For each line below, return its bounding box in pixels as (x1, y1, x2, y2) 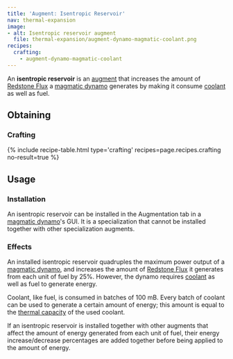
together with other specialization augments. (7, 225, 135, 233)
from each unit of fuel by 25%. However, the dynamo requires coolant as (7, 272, 215, 281)
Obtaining (7, 109, 51, 122)
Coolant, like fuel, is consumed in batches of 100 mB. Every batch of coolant (7, 293, 225, 302)
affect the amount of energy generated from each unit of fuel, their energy (7, 329, 220, 337)
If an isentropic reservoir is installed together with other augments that (7, 322, 209, 330)
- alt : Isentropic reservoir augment (7, 29, 116, 37)
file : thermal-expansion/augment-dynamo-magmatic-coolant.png (13, 36, 197, 43)
